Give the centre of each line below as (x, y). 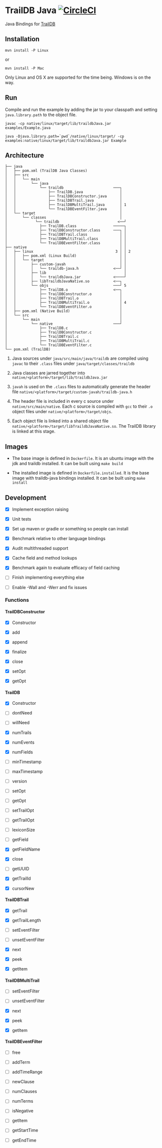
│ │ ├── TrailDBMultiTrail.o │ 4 (66, 303)
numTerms (22, 1101)
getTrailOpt (23, 820)
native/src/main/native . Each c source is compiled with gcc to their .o (82, 406)
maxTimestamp (27, 771)
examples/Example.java (28, 128)
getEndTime (24, 1140)
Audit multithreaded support (40, 548)
